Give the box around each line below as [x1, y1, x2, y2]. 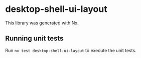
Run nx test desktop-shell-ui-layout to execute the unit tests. [5, 47, 136, 53]
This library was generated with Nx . [5, 20, 79, 26]
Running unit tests [5, 34, 64, 43]
